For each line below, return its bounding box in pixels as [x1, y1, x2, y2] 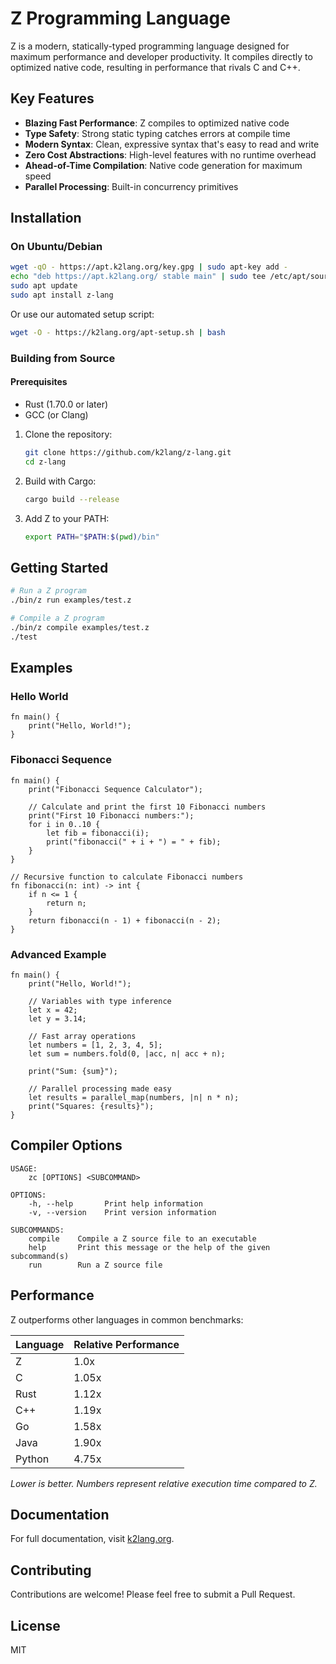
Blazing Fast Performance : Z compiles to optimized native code [24, 117, 290, 129]
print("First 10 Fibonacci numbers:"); [28, 810, 195, 821]
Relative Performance [73, 1337, 180, 1351]
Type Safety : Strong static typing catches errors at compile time [24, 127, 291, 139]
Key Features [10, 90, 95, 107]
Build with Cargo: [24, 475, 97, 487]
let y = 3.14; [28, 1013, 87, 1024]
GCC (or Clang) [24, 408, 89, 421]
